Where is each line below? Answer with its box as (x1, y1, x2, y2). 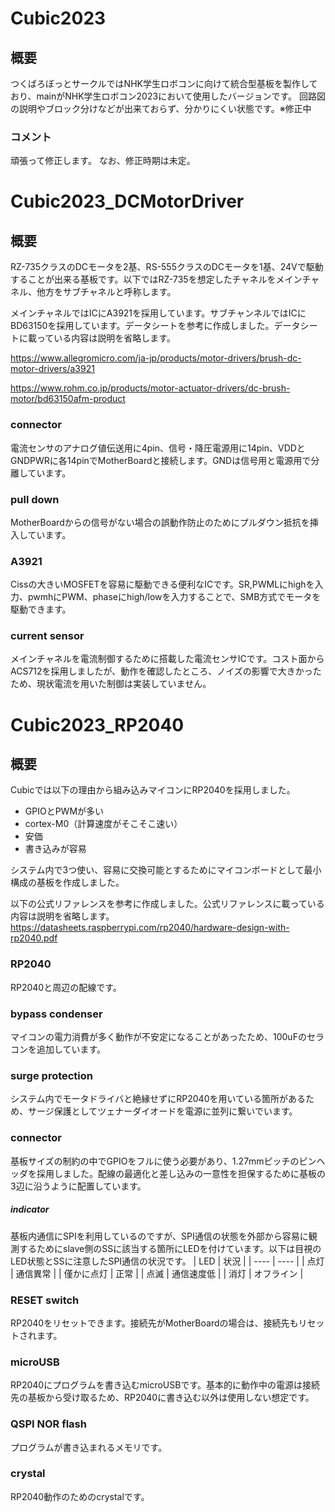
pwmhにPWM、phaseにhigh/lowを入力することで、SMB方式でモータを (27, 591, 322, 603)
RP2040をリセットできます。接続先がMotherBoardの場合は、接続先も (10, 1317, 299, 1329)
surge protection (10, 1069, 94, 1082)
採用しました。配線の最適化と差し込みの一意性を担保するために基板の (36, 1167, 326, 1179)
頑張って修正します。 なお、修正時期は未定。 (10, 155, 196, 167)
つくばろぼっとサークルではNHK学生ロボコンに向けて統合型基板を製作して (10, 78, 318, 89)
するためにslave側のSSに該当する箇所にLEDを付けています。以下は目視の (18, 1242, 322, 1254)
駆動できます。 (10, 603, 72, 616)
